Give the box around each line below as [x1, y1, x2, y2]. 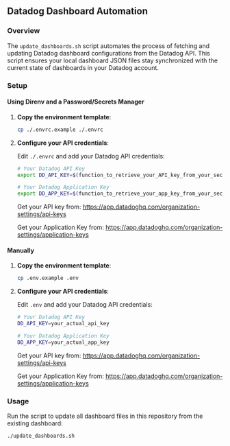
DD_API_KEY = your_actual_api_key [16, 320, 110, 327]
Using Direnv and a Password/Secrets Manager [7, 97, 145, 106]
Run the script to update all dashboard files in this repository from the [7, 412, 203, 421]
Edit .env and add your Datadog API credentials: [16, 301, 153, 309]
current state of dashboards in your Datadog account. [7, 63, 159, 71]
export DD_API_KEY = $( [16, 172, 79, 178]
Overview [7, 26, 40, 36]
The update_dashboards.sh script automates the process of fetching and [7, 41, 210, 50]
